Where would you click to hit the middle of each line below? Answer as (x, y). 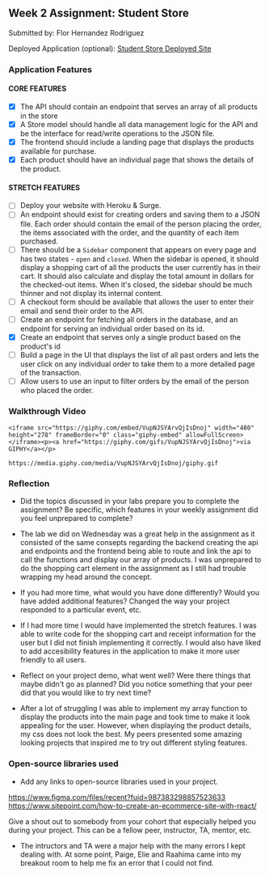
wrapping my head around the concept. (86, 577)
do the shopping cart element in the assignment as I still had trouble (133, 569)
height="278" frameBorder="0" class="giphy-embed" (95, 435)
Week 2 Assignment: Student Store (99, 13)
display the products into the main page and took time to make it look (135, 717)
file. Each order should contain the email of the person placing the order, (141, 224)
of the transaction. (51, 372)
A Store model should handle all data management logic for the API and (139, 124)
